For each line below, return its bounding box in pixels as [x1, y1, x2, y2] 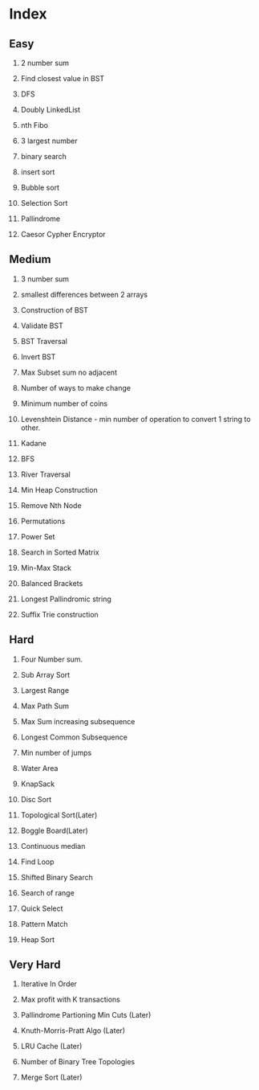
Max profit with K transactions [20, 994, 121, 1005]
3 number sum [20, 274, 70, 284]
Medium [9, 252, 51, 266]
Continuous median [20, 841, 86, 850]
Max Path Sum [20, 701, 70, 711]
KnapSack [20, 779, 55, 789]
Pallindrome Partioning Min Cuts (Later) [20, 1010, 152, 1020]
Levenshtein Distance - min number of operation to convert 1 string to [20, 414, 251, 424]
